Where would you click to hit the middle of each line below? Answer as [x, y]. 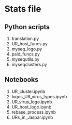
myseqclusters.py [29, 64]
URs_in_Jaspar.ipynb [32, 117]
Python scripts [27, 27]
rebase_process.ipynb [34, 112]
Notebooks [22, 80]
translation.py [25, 38]
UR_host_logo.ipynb [31, 107]
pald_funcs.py [26, 54]
